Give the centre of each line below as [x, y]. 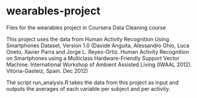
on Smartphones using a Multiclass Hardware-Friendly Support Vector [93, 58]
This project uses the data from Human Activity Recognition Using [88, 39]
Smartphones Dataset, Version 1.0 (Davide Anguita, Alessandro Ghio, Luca [98, 45]
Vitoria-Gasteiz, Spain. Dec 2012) [47, 71]
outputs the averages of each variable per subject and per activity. [88, 88]
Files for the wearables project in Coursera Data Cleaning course [86, 27]
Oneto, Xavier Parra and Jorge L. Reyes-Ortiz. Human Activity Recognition [98, 51]
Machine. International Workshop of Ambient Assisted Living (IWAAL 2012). [99, 65]
